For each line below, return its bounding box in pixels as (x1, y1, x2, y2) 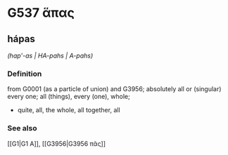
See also (7, 123, 37, 133)
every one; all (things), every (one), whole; (7, 93, 130, 101)
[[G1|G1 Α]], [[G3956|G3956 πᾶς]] (7, 139, 106, 148)
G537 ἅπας (7, 5, 75, 21)
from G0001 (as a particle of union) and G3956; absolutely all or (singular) (7, 85, 222, 93)
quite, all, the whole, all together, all (17, 106, 121, 114)
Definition (7, 69, 42, 79)
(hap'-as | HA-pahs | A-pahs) (7, 51, 94, 60)
